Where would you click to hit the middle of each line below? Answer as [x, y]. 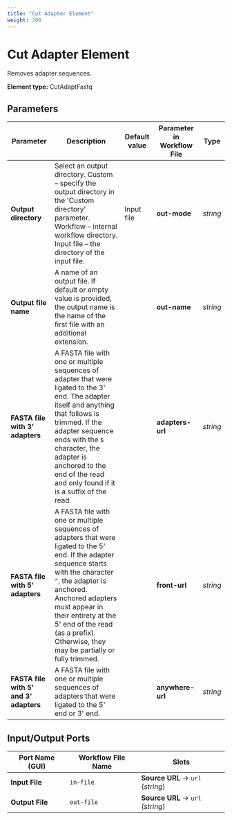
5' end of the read [84, 625]
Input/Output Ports [49, 738]
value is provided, [83, 299]
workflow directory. [86, 235]
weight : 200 [24, 20]
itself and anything [85, 405]
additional [70, 333]
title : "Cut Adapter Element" [51, 14]
